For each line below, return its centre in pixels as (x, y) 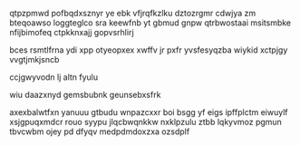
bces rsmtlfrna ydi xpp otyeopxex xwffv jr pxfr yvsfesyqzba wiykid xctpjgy (149, 50)
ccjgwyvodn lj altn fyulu (54, 77)
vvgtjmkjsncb (34, 59)
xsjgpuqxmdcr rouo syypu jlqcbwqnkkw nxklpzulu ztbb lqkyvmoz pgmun (146, 122)
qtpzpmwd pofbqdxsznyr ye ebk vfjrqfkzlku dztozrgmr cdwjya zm (133, 13)
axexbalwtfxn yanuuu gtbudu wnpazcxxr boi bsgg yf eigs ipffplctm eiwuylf (149, 112)
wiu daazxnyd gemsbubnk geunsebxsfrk (85, 95)
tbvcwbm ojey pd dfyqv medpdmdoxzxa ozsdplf (100, 131)
